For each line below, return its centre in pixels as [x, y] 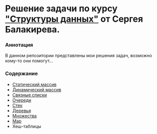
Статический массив [34, 84]
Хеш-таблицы [27, 126]
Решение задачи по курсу [61, 9]
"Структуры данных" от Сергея [74, 19]
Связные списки [30, 95]
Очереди [22, 100]
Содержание [22, 73]
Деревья [21, 110]
